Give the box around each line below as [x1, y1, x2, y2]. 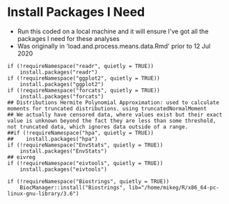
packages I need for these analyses [17, 34, 120, 42]
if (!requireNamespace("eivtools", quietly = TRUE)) [7, 160, 164, 167]
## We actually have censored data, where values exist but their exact [7, 111, 223, 118]
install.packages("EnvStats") [19, 147, 108, 155]
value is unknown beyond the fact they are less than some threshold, [7, 117, 216, 124]
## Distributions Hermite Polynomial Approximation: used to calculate [7, 99, 219, 106]
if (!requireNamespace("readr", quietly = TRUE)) [7, 62, 155, 69]
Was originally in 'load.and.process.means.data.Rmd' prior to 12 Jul [17, 42, 211, 50]
